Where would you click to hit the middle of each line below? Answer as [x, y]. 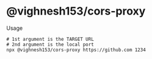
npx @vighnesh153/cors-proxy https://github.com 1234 [76, 50]
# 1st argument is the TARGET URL [50, 39]
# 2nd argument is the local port [50, 44]
